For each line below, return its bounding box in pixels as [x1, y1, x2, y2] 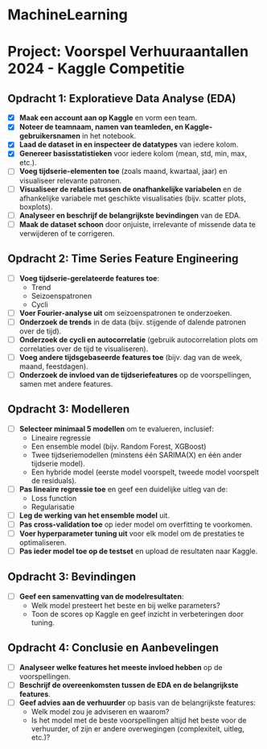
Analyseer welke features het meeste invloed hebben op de [18, 662, 223, 672]
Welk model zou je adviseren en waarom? [31, 706, 170, 716]
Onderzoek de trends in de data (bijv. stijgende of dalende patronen [18, 317, 246, 327]
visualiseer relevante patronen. [18, 176, 122, 185]
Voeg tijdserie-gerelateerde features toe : [18, 273, 160, 283]
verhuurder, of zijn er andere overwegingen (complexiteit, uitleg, [31, 723, 244, 734]
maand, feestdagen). [18, 361, 89, 371]
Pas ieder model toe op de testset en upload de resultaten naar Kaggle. [18, 546, 258, 556]
